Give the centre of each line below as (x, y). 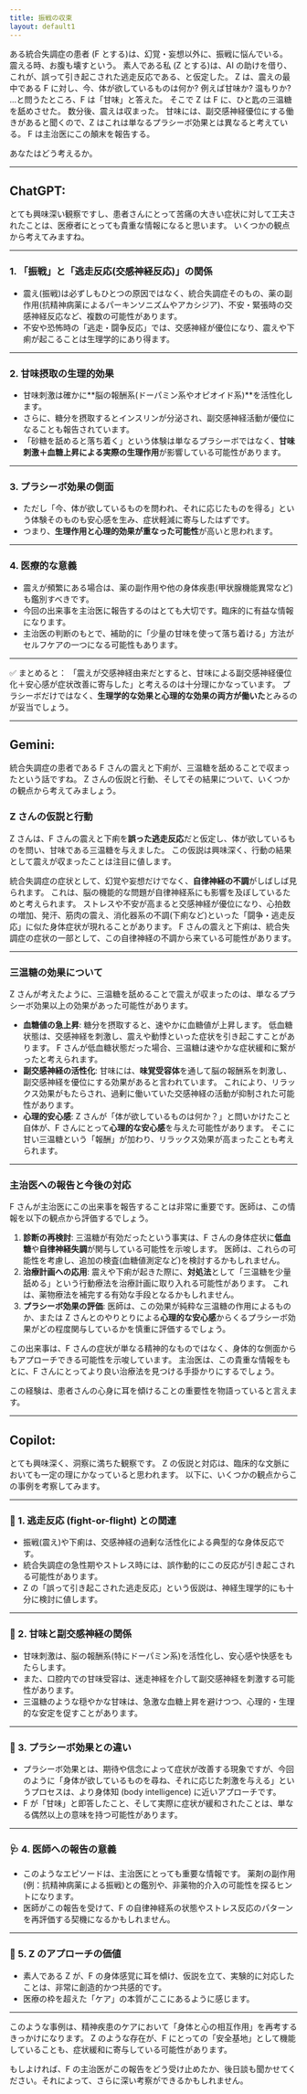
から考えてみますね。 (49, 237)
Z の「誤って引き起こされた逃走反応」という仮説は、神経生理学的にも (154, 1588)
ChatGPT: (38, 191)
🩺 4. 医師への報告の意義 (63, 1849)
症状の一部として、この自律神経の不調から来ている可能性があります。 (165, 937)
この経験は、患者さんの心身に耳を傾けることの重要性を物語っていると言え (149, 1391)
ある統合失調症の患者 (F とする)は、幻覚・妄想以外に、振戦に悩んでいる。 (148, 53)
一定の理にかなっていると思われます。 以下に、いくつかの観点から (165, 1475)
